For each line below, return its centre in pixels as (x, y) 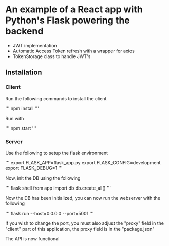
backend (24, 31)
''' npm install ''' (22, 108)
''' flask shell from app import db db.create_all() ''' (58, 188)
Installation (24, 73)
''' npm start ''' (21, 128)
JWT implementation (35, 45)
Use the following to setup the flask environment (57, 153)
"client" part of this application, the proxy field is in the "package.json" (80, 229)
